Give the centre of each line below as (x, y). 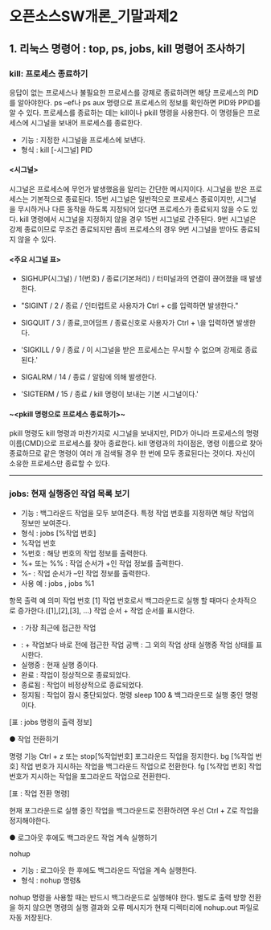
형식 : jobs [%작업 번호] (58, 533)
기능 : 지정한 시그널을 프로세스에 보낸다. (83, 139)
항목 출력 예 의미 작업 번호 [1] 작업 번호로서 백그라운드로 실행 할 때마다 (119, 600)
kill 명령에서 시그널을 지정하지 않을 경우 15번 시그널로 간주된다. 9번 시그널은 (138, 219)
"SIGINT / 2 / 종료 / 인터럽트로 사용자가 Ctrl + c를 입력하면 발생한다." (129, 305)
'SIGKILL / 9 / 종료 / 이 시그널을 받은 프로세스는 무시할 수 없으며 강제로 (132, 350)
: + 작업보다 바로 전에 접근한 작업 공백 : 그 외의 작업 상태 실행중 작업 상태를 (137, 645)
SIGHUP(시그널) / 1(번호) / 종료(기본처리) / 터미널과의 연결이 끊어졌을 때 (134, 279)
